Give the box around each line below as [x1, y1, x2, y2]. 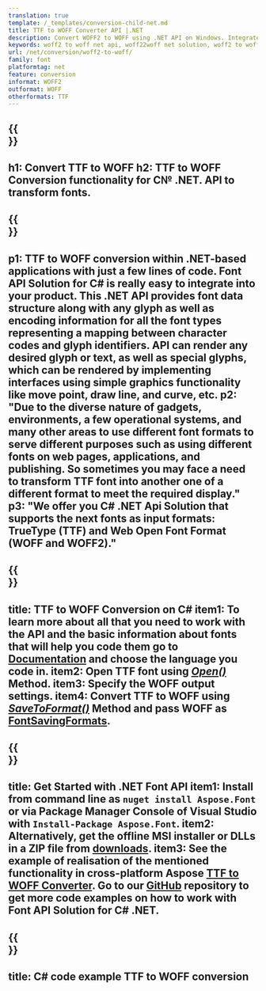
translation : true [8, 11, 69, 20]
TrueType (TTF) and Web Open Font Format [8, 524, 227, 537]
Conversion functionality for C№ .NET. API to [8, 173, 235, 187]
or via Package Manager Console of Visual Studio [8, 805, 257, 818]
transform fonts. [8, 186, 91, 199]
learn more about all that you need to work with [8, 615, 245, 628]
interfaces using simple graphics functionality [8, 375, 241, 389]
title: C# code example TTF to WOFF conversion [8, 970, 249, 984]
